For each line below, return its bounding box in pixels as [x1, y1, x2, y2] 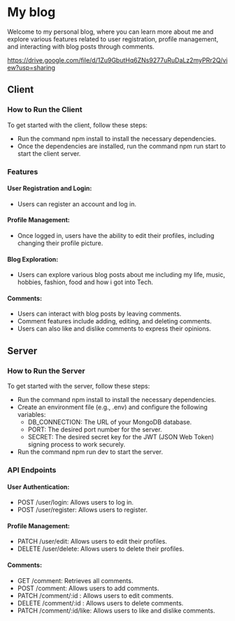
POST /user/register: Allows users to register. [17, 506, 148, 514]
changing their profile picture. [17, 239, 104, 247]
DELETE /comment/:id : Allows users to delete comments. [17, 599, 184, 607]
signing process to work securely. [27, 440, 126, 449]
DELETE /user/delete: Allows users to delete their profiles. [17, 545, 185, 553]
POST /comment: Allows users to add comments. [17, 584, 159, 592]
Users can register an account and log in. [17, 199, 136, 208]
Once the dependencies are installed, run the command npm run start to [17, 142, 226, 150]
